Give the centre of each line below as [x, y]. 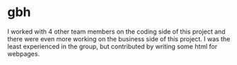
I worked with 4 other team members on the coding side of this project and [116, 31]
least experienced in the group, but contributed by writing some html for [112, 46]
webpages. [24, 54]
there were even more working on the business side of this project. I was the [119, 38]
